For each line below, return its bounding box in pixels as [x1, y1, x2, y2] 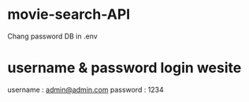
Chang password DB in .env [7, 31, 98, 41]
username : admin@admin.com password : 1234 [7, 85, 165, 94]
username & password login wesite [7, 59, 242, 77]
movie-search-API [7, 5, 131, 24]
